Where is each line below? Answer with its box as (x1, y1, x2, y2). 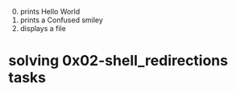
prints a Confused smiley (19, 15, 103, 25)
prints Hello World (19, 7, 81, 16)
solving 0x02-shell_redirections (8, 52, 228, 70)
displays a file (19, 24, 66, 33)
